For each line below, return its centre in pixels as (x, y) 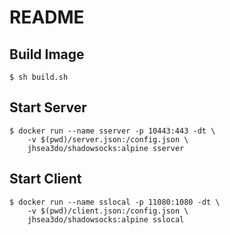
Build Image (47, 54)
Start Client (45, 179)
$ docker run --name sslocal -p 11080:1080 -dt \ (115, 202)
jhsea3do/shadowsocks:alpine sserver (106, 148)
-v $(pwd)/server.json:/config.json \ (108, 139)
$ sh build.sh (39, 77)
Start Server (48, 107)
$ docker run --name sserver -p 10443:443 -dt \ (112, 131)
